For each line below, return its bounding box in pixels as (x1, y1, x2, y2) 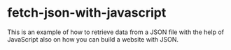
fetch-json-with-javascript (7, 5, 167, 21)
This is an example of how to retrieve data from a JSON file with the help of (7, 28, 225, 36)
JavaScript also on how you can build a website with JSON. (7, 35, 179, 43)
